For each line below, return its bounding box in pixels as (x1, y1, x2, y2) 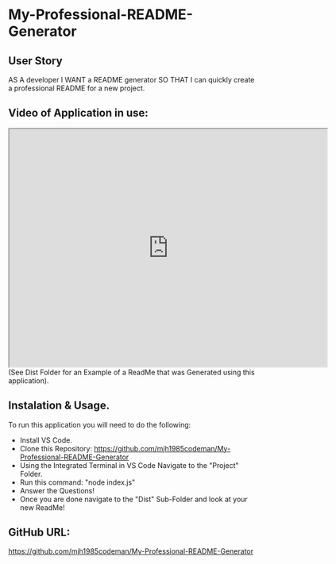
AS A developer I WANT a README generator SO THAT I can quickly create (8, 75, 255, 84)
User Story (8, 54, 63, 67)
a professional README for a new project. (8, 83, 145, 93)
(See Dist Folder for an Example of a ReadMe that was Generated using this (8, 367, 256, 377)
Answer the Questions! (19, 485, 95, 495)
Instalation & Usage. (8, 399, 110, 412)
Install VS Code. (19, 435, 73, 445)
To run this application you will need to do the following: (8, 420, 191, 429)
